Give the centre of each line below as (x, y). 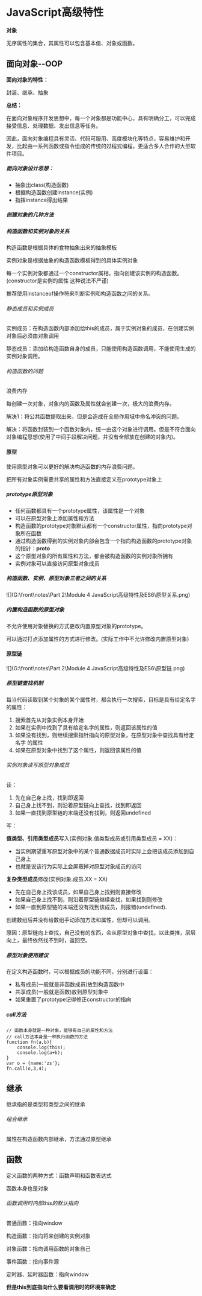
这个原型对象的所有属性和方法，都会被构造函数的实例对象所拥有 (94, 556)
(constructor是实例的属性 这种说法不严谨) (58, 281)
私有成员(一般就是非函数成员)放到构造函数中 (70, 984)
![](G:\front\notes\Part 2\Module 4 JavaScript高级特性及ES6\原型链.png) (96, 668)
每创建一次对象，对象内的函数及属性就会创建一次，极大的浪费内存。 (90, 404)
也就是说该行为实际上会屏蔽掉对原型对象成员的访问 (78, 866)
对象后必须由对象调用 (32, 336)
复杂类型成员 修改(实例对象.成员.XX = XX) (57, 879)
